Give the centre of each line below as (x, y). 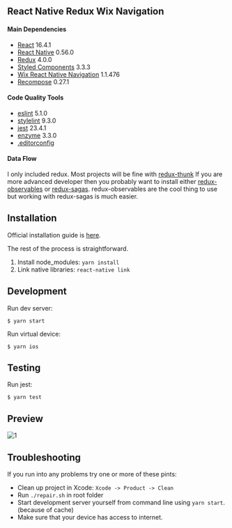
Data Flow (22, 159)
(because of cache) (46, 510)
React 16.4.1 (34, 45)
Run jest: (20, 385)
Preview (25, 418)
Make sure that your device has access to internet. (90, 518)
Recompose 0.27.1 (43, 81)
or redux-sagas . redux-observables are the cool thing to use (131, 189)
